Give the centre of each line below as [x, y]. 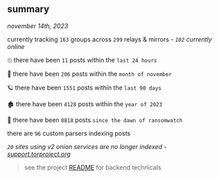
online [16, 46]
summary [28, 9]
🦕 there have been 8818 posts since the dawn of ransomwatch [95, 120]
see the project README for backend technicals [93, 167]
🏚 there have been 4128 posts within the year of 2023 [85, 103]
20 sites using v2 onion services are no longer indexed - [87, 146]
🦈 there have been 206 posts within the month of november [89, 74]
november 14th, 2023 [38, 26]
